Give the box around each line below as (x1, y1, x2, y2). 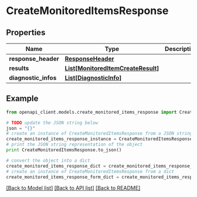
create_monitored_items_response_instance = (6, 136, 117, 142)
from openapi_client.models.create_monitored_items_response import (6, 109, 177, 115)
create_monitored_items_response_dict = (6, 163, 107, 169)
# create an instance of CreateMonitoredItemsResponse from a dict (6, 168, 175, 174)
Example (6, 94, 39, 104)
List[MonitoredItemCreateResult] (64, 64, 159, 72)
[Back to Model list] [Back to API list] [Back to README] (6, 185, 141, 192)
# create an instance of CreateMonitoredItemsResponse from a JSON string (6, 131, 193, 137)
